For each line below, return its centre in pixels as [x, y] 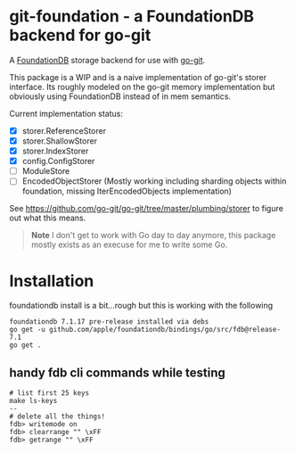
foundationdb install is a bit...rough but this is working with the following [141, 306]
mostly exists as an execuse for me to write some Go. [129, 245]
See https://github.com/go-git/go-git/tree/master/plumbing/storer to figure [146, 209]
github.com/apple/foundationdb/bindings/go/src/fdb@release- [164, 330]
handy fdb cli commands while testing [117, 372]
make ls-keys [33, 401]
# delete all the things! [57, 416]
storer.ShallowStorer [60, 141]
